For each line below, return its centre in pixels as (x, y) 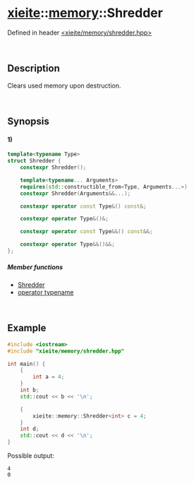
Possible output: (31, 456)
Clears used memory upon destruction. (64, 85)
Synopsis (28, 122)
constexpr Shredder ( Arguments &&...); (75, 193)
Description (34, 69)
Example (27, 328)
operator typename (46, 292)
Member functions (35, 267)
